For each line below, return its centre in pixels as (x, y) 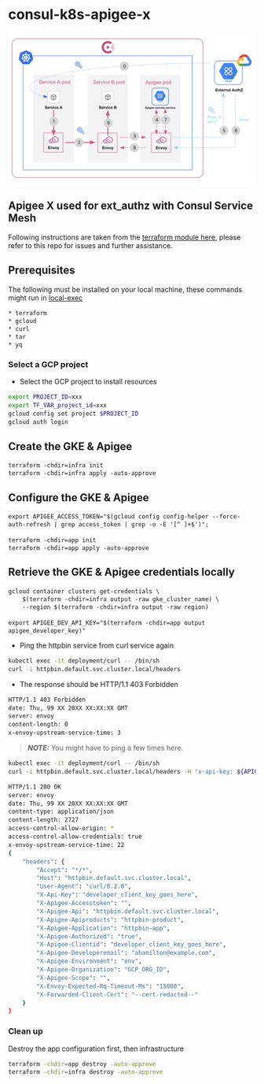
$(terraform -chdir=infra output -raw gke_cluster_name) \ (121, 599)
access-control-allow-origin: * (61, 829)
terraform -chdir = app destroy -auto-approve (82, 1064)
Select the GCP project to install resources (88, 381)
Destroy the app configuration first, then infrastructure (96, 1049)
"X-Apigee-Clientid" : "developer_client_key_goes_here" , (131, 945)
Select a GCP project (48, 364)
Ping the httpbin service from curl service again (97, 645)
